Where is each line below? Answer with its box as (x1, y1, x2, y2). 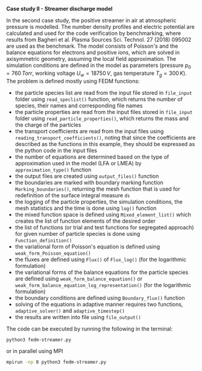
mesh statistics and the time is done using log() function (14, 205, 157, 212)
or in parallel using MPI (6, 347, 63, 355)
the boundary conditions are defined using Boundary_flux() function (14, 294, 185, 301)
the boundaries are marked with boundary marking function (14, 179, 164, 186)
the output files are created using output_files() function (14, 172, 159, 180)
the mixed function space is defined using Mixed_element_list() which (14, 211, 192, 218)
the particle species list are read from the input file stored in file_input (14, 89, 192, 96)
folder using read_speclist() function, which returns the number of (14, 95, 183, 103)
